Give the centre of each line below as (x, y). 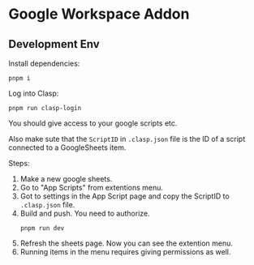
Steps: (19, 163)
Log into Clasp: (34, 93)
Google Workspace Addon (99, 14)
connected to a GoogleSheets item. (67, 147)
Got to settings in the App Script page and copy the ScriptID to (125, 196)
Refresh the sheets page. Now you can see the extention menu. (127, 243)
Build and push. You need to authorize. (85, 213)
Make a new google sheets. (66, 179)
